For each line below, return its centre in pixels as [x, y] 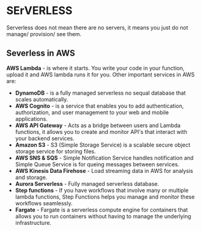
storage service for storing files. [55, 151]
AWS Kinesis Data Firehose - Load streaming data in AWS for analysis [104, 170]
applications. [31, 119]
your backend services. [45, 138]
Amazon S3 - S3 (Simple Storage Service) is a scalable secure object [103, 145]
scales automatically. [42, 99]
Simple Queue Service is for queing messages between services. [97, 164]
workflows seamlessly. [44, 203]
